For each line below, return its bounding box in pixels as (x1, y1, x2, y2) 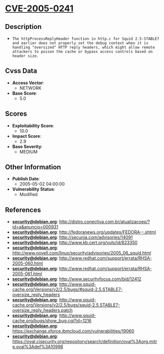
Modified (19, 192, 38, 198)
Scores (5, 110, 27, 118)
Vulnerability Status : (12, 186, 55, 192)
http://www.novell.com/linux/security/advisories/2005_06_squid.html (12, 250, 151, 256)
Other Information (5, 163, 61, 172)
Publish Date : (12, 176, 40, 182)
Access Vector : (12, 79, 45, 86)
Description (5, 23, 42, 31)
